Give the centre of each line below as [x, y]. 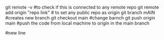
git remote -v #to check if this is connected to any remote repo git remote [82, 7]
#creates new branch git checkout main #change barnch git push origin [80, 18]
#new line [15, 33]
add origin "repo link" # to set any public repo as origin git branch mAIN [80, 12]
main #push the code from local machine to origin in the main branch [77, 23]
